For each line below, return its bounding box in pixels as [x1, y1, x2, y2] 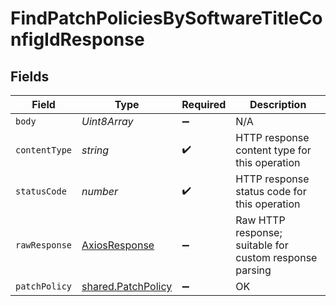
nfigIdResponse [10, 28, 145, 51]
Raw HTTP [235, 213, 286, 227]
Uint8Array [81, 115, 134, 128]
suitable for [235, 238, 289, 252]
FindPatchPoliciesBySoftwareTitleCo [10, 7, 323, 30]
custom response [235, 251, 318, 264]
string [81, 143, 110, 157]
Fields [10, 68, 50, 85]
